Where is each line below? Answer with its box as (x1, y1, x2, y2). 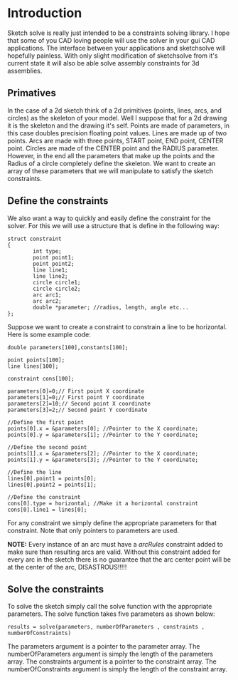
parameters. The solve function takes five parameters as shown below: (7, 609, 215, 618)
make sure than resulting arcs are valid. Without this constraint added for (7, 547, 221, 556)
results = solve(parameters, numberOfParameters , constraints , (7, 624, 205, 631)
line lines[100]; (7, 362, 59, 370)
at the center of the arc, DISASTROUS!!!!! (7, 562, 127, 571)
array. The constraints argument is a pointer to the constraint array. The (7, 657, 217, 666)
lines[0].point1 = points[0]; (7, 475, 97, 482)
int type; (33, 247, 62, 254)
